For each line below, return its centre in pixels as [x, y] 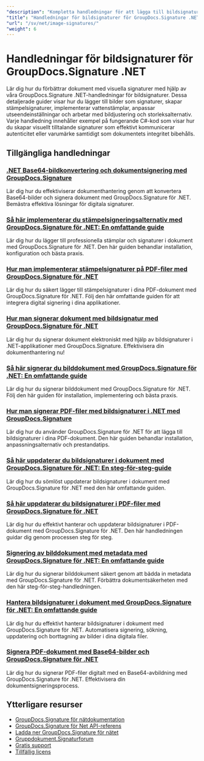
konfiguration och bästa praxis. [45, 253]
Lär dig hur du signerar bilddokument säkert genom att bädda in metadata [99, 574]
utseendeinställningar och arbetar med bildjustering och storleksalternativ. [99, 114]
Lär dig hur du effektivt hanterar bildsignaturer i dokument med [85, 623]
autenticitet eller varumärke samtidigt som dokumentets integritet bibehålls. [101, 134]
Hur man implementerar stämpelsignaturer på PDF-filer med [97, 269]
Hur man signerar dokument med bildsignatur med [83, 318]
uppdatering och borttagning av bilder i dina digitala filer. [77, 636]
